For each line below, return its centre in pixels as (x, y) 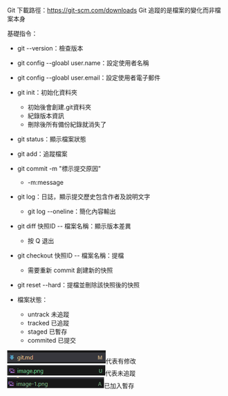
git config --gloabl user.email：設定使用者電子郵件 (89, 78)
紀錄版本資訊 (46, 116)
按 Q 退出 (41, 241)
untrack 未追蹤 (48, 314)
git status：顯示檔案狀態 (51, 139)
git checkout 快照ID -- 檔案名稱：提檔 (70, 255)
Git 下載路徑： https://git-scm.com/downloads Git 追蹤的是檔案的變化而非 (111, 10)
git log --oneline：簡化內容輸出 (72, 211)
